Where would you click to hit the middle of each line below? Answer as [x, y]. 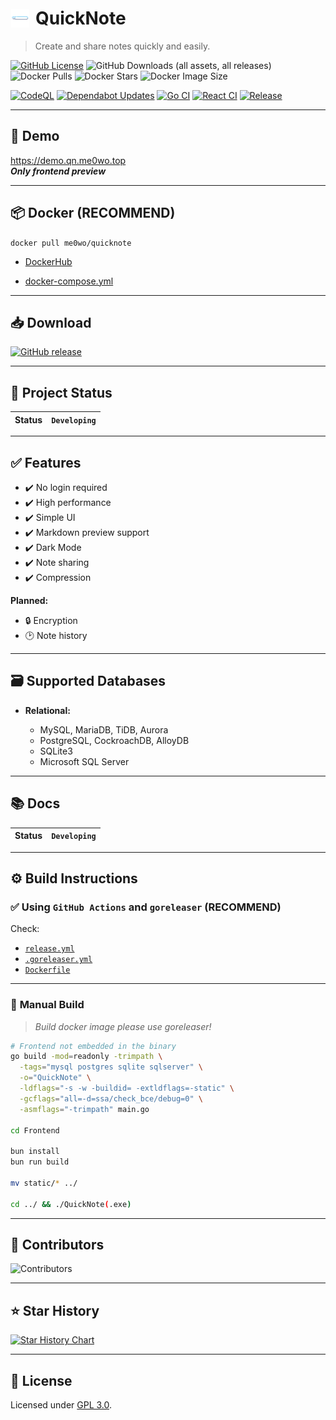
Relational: [47, 710]
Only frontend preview [58, 171]
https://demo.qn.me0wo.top [68, 160]
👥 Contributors [57, 1245]
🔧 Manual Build [47, 1005]
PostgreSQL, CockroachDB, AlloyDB [114, 740]
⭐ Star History [55, 1310]
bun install [35, 1152]
